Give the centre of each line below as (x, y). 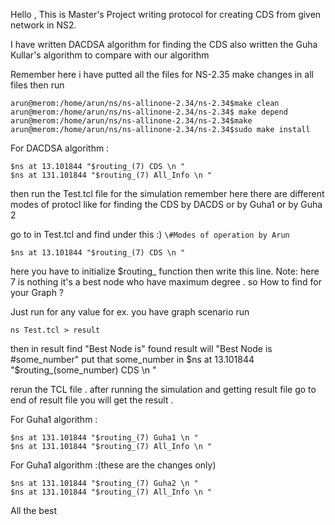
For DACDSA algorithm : (60, 148)
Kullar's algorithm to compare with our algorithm (110, 55)
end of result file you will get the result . (92, 400)
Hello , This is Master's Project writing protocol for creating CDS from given (166, 14)
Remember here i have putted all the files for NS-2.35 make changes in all (162, 74)
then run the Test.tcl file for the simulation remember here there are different (167, 193)
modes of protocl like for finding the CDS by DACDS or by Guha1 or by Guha (166, 204)
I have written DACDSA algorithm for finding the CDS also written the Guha (164, 44)
